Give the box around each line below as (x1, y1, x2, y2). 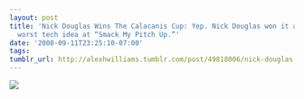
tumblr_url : (9, 55, 54, 64)
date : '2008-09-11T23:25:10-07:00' (9, 38, 144, 48)
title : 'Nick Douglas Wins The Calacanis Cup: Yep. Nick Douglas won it (9, 22, 290, 31)
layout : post (9, 13, 59, 22)
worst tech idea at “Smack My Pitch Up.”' (17, 30, 180, 39)
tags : (9, 47, 30, 56)
